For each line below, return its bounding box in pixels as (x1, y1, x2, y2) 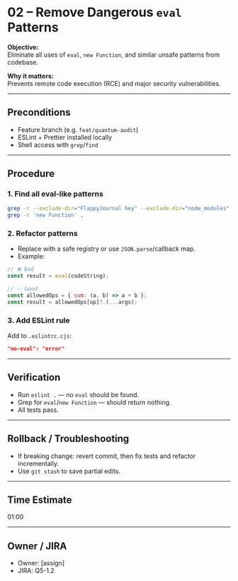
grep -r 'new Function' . (7, 212, 84, 219)
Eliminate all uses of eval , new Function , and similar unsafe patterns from (7, 50, 220, 59)
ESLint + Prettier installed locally (17, 133, 113, 141)
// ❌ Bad (7, 266, 34, 273)
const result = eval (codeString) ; (7, 273, 110, 280)
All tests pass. (17, 406, 59, 414)
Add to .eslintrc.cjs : (7, 332, 72, 340)
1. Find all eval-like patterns (7, 189, 104, 199)
